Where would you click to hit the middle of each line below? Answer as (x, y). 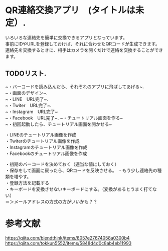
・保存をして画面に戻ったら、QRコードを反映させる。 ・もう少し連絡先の (81, 170)
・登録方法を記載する (27, 182)
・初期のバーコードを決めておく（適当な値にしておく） (62, 164)
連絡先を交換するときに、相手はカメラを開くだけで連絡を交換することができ (84, 50)
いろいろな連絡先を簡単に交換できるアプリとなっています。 (66, 37)
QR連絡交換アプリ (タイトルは (70, 10)
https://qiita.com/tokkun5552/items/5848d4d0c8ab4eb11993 (68, 243)
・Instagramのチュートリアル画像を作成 (46, 147)
